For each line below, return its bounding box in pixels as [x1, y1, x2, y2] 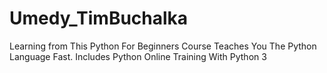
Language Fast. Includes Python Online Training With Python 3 [9, 50, 267, 62]
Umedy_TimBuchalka [9, 7, 189, 30]
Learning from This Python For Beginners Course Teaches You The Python [9, 40, 317, 52]
